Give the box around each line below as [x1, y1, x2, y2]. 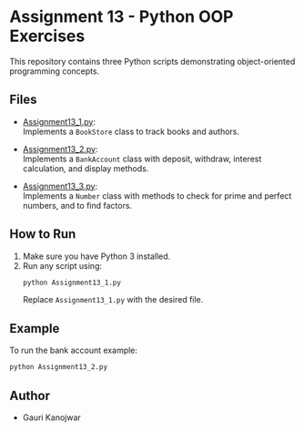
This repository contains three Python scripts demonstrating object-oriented [9, 56, 296, 67]
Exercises [9, 26, 86, 46]
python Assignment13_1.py [22, 278, 121, 287]
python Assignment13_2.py [9, 363, 107, 372]
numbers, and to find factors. [22, 200, 133, 211]
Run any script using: [22, 260, 103, 271]
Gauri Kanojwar [22, 412, 82, 423]
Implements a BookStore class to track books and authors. [22, 126, 239, 137]
